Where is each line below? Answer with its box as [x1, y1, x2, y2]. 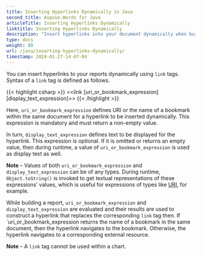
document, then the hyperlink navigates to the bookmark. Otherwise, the [6, 224, 186, 232]
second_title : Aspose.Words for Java [6, 14, 101, 20]
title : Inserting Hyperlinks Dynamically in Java [6, 8, 133, 15]
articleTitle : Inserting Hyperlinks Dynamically [6, 20, 130, 26]
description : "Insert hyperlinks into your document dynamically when [6, 31, 187, 37]
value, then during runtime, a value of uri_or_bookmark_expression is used [6, 143, 190, 151]
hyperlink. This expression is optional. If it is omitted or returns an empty [6, 137, 186, 145]
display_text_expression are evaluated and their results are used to [6, 205, 174, 213]
